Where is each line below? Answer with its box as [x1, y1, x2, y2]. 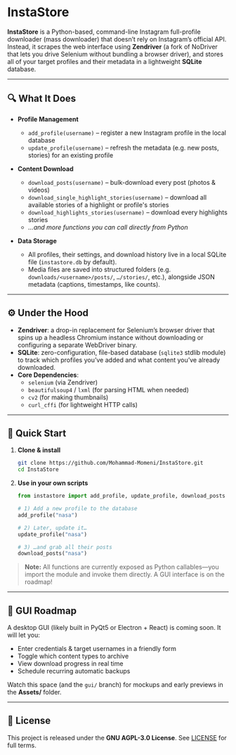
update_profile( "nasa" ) [17, 531, 88, 538]
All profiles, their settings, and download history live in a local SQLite [27, 250, 227, 259]
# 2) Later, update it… [17, 524, 88, 531]
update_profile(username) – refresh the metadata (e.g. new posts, [27, 143, 219, 152]
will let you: [7, 631, 40, 640]
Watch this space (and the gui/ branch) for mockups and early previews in [7, 680, 223, 689]
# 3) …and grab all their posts [17, 543, 112, 550]
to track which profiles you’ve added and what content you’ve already [17, 356, 221, 364]
